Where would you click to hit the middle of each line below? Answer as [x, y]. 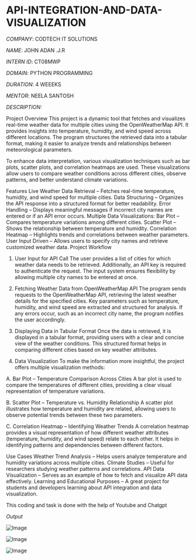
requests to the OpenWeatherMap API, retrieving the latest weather [95, 294]
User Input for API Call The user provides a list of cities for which [92, 258]
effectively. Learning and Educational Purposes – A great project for [88, 481]
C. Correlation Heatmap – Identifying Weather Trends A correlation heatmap [97, 426]
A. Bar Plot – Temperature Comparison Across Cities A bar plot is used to [94, 378]
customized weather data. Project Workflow [59, 247]
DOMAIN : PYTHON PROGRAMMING [49, 73]
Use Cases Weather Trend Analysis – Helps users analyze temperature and [97, 456]
